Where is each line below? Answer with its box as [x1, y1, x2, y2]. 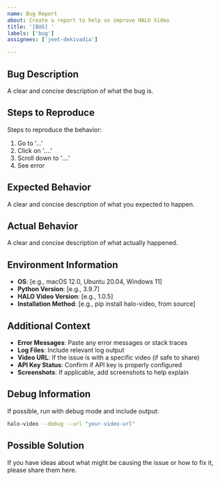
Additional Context [7, 320, 91, 332]
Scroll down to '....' [17, 154, 71, 162]
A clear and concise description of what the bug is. [7, 87, 154, 95]
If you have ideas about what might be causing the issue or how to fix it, [7, 458, 214, 466]
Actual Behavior [7, 220, 79, 232]
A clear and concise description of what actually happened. [7, 239, 178, 247]
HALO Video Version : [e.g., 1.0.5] [17, 293, 113, 301]
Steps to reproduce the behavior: [7, 125, 102, 133]
